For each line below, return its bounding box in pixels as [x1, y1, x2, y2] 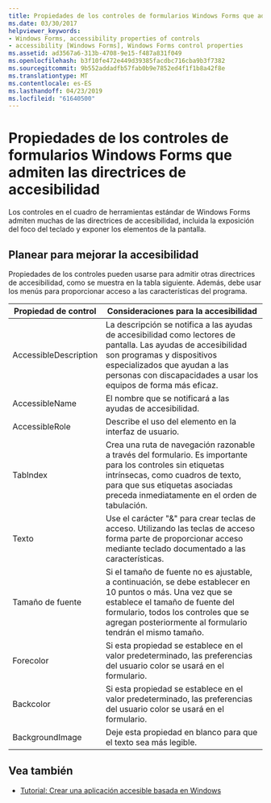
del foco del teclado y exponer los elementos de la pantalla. [8, 224, 206, 234]
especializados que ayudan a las [105, 360, 229, 370]
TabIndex [12, 470, 48, 480]
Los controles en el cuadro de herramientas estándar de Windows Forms [8, 207, 251, 217]
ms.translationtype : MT [8, 72, 89, 80]
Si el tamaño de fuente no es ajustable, [105, 567, 252, 577]
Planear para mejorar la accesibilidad [8, 248, 199, 261]
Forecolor [12, 655, 49, 666]
